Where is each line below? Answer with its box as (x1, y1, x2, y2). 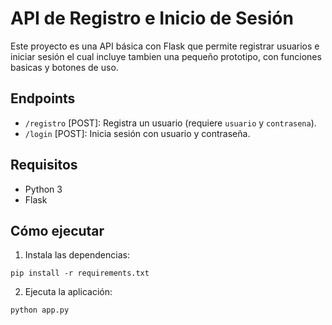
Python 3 (24, 183, 63, 195)
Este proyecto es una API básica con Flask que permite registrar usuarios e (10, 40, 320, 52)
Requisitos (10, 157, 78, 174)
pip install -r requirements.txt (10, 268, 150, 279)
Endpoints (10, 90, 76, 107)
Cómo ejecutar (10, 222, 105, 239)
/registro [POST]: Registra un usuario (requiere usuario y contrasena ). (24, 117, 317, 129)
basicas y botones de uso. (10, 61, 119, 73)
